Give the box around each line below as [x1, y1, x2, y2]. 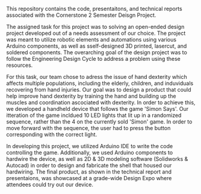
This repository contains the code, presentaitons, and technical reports [6, 5, 182, 12]
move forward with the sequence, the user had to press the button [6, 125, 171, 131]
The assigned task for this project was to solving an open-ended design [6, 23, 185, 30]
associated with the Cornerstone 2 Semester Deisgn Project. [6, 11, 156, 19]
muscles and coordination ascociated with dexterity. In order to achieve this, [6, 99, 196, 106]
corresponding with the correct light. [6, 131, 97, 138]
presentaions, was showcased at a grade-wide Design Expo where [6, 175, 172, 181]
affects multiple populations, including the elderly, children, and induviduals [6, 80, 194, 87]
